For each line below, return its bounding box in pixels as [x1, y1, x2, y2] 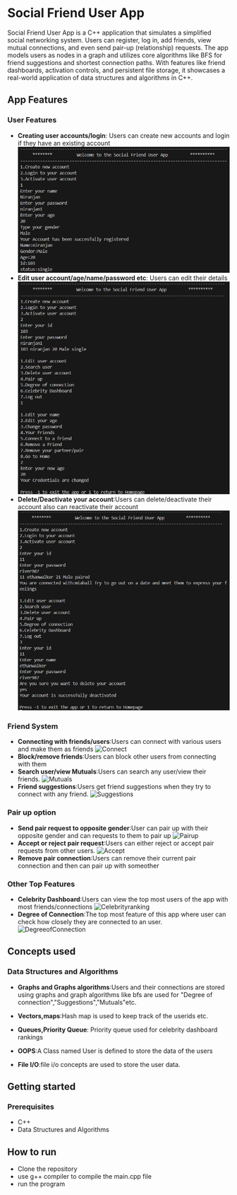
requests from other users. [17, 846, 96, 855]
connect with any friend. [17, 790, 89, 798]
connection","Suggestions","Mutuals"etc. [17, 998, 137, 1006]
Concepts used [7, 945, 76, 957]
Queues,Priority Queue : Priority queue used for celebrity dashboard [17, 1025, 218, 1034]
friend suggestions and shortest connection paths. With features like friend [7, 58, 226, 66]
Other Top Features [7, 879, 75, 889]
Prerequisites [7, 1102, 54, 1112]
